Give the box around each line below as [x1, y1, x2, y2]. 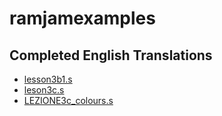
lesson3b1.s [23, 73, 73, 85]
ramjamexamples [9, 7, 156, 30]
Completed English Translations [9, 47, 213, 64]
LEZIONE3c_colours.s [23, 95, 114, 106]
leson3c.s [23, 84, 65, 96]
